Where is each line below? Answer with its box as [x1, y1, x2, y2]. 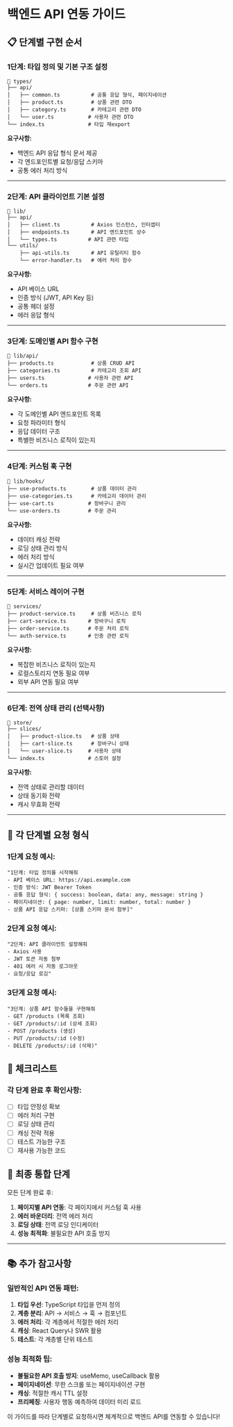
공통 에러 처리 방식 [17, 166, 68, 174]
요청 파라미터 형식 [17, 418, 66, 427]
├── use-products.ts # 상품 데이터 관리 [7, 485, 137, 492]
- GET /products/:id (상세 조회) [7, 1020, 98, 1027]
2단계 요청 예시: [7, 923, 57, 933]
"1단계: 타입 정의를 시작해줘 [7, 869, 78, 876]
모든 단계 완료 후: [7, 1188, 54, 1196]
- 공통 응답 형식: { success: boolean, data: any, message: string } [7, 891, 204, 898]
